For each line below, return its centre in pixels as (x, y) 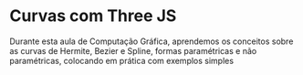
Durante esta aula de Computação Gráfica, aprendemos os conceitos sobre (151, 41)
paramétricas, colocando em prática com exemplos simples (122, 60)
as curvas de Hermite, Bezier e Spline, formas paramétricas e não (133, 50)
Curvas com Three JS (93, 16)
